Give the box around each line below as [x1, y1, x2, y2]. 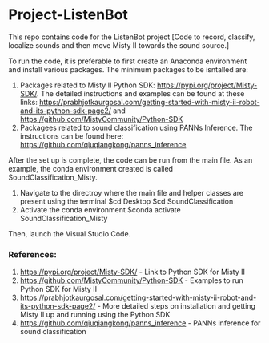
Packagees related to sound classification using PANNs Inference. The [19, 123, 254, 132]
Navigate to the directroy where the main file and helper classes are [19, 188, 244, 197]
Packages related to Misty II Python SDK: [19, 80, 156, 90]
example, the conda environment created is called [8, 163, 174, 173]
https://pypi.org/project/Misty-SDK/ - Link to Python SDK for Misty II [19, 267, 246, 277]
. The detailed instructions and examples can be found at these [36, 88, 245, 98]
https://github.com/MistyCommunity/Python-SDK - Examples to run [19, 276, 243, 285]
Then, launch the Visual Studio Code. [8, 228, 131, 238]
